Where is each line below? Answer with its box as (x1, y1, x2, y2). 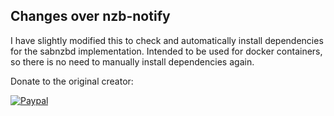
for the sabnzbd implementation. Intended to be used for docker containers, (10, 45, 323, 57)
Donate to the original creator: (10, 75, 134, 87)
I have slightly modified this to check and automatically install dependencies (10, 34, 324, 46)
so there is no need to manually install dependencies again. (10, 55, 255, 68)
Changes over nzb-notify (10, 8, 171, 25)
